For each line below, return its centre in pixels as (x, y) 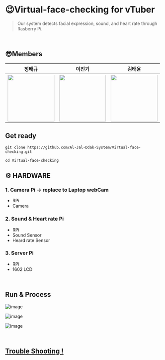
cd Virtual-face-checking (32, 160)
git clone (15, 147)
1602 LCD (22, 269)
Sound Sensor (27, 235)
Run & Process (28, 295)
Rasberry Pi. (30, 28)
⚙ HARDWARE (28, 176)
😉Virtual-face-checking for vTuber (80, 10)
